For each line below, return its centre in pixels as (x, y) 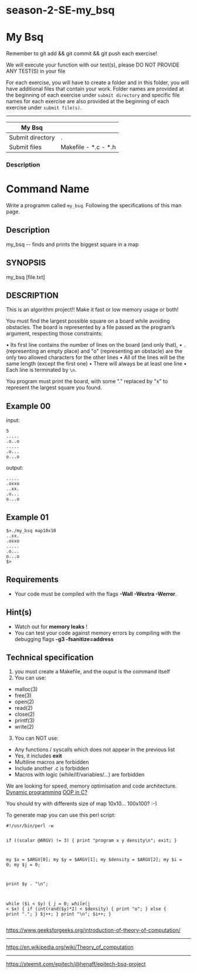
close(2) (25, 714)
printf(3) (25, 720)
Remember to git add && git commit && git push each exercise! (81, 54)
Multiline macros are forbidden (52, 762)
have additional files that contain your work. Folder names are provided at (95, 89)
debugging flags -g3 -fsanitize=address (64, 639)
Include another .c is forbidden (52, 768)
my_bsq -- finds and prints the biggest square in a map (72, 244)
